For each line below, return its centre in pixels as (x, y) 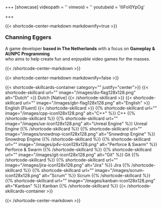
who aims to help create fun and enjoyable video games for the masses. (78, 59)
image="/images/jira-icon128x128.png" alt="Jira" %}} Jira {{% (68, 165)
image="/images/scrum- (120, 170)
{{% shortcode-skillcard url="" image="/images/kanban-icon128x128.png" (80, 181)
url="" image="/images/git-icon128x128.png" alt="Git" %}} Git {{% (72, 155)
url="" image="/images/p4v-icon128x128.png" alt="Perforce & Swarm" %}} (81, 144)
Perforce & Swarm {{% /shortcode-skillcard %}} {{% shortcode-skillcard (78, 149)
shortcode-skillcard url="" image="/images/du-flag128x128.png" (70, 93)
